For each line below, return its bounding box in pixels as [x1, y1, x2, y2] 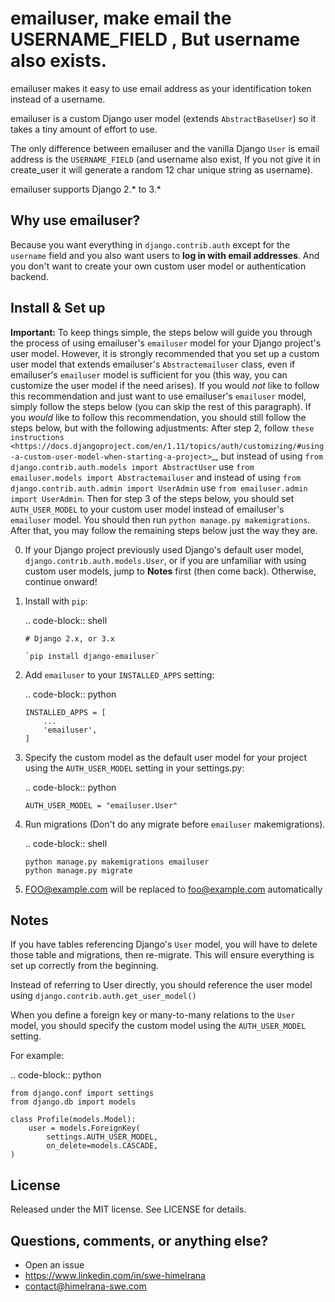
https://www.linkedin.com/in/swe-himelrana [24, 1270, 206, 1281]
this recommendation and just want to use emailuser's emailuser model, [10, 390, 307, 402]
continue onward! [24, 575, 98, 587]
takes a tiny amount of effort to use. [10, 123, 158, 135]
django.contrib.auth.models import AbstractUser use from [10, 460, 255, 472]
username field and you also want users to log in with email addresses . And [10, 249, 320, 261]
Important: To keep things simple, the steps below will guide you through [10, 326, 313, 338]
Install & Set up [10, 300, 106, 317]
